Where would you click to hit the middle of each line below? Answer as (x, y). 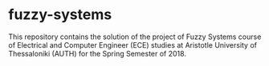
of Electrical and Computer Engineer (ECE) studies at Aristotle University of (133, 45)
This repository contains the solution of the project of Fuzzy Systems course (135, 37)
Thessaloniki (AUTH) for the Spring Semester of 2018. (98, 53)
